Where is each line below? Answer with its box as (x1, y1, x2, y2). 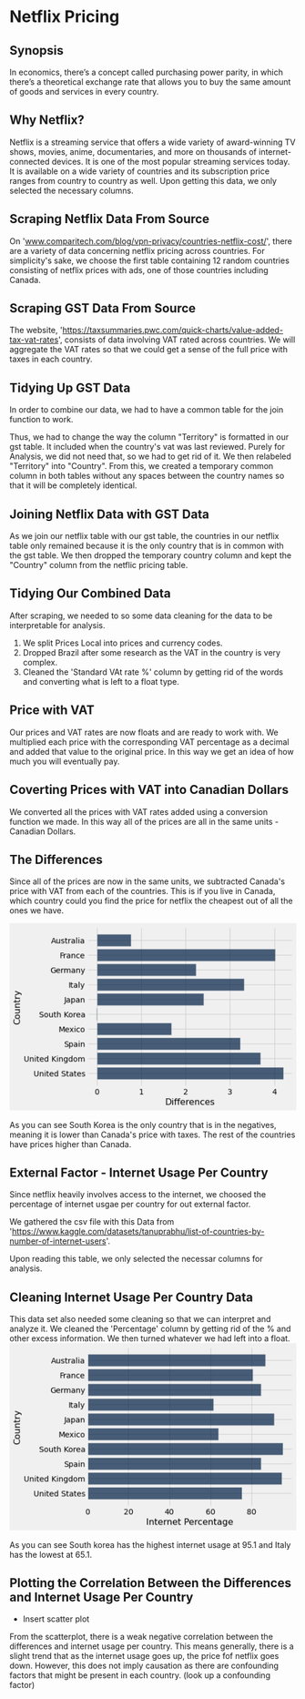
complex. (22, 656, 57, 667)
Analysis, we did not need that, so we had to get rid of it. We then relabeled (9, 451, 291, 462)
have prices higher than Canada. (9, 1138, 132, 1149)
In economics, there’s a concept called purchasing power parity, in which (9, 66, 284, 77)
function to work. (9, 414, 74, 425)
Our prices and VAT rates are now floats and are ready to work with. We (9, 727, 280, 738)
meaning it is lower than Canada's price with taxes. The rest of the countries (9, 1129, 296, 1140)
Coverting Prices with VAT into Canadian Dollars (9, 782, 290, 798)
